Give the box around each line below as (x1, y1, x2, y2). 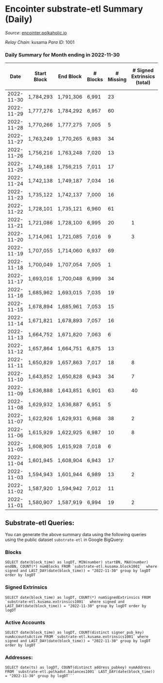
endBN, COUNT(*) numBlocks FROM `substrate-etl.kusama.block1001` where (5, 564, 158, 569)
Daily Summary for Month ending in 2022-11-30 (5, 51, 120, 58)
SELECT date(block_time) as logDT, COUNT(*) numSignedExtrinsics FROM (5, 595, 151, 600)
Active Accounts (5, 619, 45, 626)
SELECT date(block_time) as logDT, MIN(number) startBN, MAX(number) (5, 560, 149, 565)
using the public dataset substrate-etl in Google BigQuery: (5, 537, 124, 543)
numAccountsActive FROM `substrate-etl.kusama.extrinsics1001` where (5, 634, 149, 639)
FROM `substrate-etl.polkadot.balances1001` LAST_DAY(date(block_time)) (5, 669, 155, 674)
